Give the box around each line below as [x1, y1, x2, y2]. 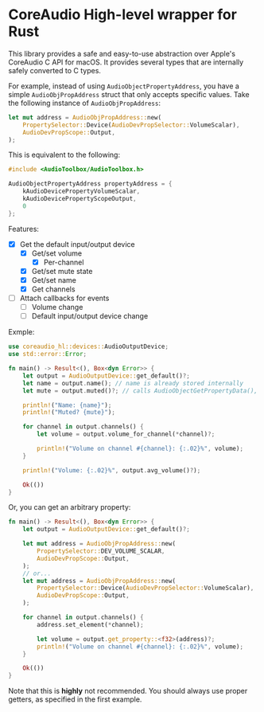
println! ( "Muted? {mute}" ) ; [22, 409, 115, 417]
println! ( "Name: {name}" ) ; [22, 401, 112, 409]
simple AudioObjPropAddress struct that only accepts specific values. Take [8, 89, 250, 99]
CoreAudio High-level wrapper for [8, 6, 237, 24]
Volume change [31, 303, 83, 312]
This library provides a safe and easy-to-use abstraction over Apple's [8, 49, 236, 58]
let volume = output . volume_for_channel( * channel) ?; [37, 430, 215, 439]
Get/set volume [31, 248, 82, 258]
